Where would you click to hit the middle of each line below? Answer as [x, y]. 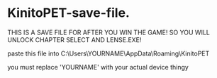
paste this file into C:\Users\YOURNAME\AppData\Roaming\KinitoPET [108, 53]
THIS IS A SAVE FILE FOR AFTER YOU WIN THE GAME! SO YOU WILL [109, 32]
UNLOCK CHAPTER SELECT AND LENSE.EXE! [74, 39]
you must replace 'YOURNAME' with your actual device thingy [98, 67]
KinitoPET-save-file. [68, 13]
